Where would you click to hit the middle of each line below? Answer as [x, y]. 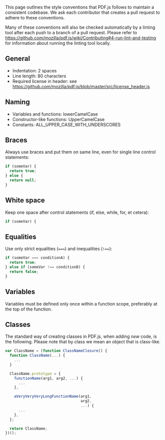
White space [25, 200]
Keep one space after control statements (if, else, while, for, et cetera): [77, 212]
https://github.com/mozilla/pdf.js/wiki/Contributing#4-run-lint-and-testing [81, 38]
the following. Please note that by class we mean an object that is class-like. [83, 342]
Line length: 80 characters [39, 76]
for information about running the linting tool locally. [58, 43]
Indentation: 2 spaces [34, 70]
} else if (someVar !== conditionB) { [45, 267]
